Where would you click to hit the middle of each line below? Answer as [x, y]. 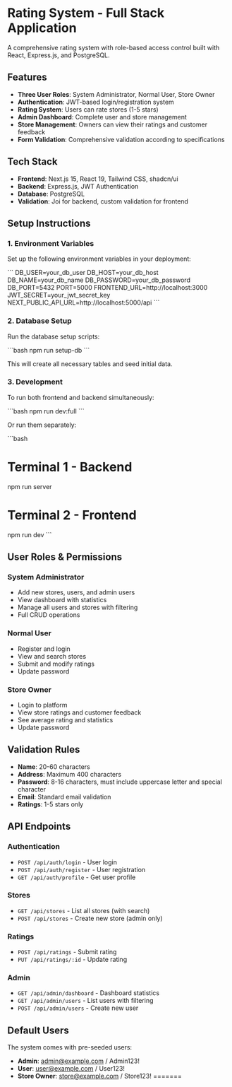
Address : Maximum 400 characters [69, 774]
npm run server [30, 486]
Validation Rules [44, 750]
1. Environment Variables [51, 243]
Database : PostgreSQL [51, 194]
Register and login [44, 649]
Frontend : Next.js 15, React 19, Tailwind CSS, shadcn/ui [98, 179]
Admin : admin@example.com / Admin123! [78, 1061]
